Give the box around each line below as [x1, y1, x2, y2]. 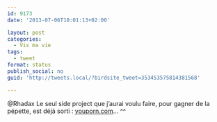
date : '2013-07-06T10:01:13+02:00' [7, 17, 111, 24]
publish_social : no [7, 67, 64, 75]
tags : [7, 49, 23, 55]
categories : [7, 35, 42, 42]
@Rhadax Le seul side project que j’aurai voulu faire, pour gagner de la [7, 99, 210, 107]
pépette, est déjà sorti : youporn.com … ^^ [7, 107, 127, 115]
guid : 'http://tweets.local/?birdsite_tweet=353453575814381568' [7, 74, 200, 81]
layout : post [7, 29, 45, 36]
